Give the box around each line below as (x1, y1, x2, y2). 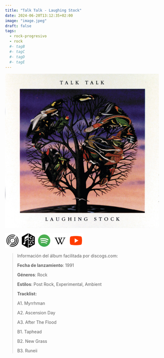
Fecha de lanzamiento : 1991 (17, 263, 74, 268)
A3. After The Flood (17, 319, 57, 325)
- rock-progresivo (9, 34, 47, 39)
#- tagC (9, 49, 25, 54)
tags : (5, 28, 16, 34)
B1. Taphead (17, 329, 42, 335)
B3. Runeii (17, 348, 38, 354)
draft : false (5, 24, 32, 28)
